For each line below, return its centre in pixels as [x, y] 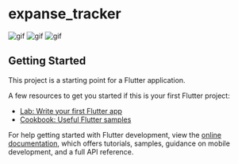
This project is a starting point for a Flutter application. [97, 80]
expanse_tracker [65, 14]
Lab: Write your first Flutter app [71, 111]
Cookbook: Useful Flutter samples [75, 119]
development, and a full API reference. [71, 151]
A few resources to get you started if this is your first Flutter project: [119, 96]
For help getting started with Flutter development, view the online [115, 135]
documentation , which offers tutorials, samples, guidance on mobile [119, 143]
